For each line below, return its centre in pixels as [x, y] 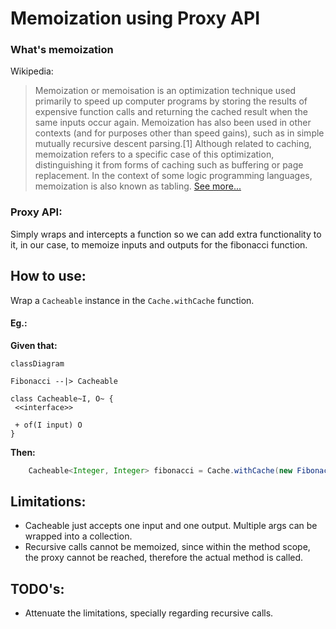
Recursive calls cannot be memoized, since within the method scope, [167, 547]
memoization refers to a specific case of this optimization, [154, 154]
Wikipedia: [32, 71]
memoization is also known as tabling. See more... [138, 186]
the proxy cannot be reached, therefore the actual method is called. [164, 558]
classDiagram [37, 363]
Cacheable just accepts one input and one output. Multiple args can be [171, 526]
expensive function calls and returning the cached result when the [171, 112]
